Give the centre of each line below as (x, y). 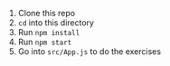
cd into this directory (56, 23)
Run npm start (45, 42)
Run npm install (49, 32)
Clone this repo (46, 13)
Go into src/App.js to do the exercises (89, 52)
